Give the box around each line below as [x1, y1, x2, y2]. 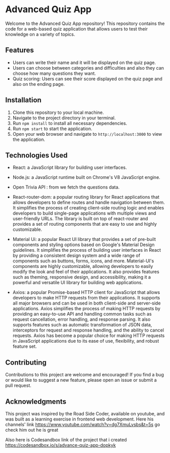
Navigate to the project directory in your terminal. [12, 114, 116, 120]
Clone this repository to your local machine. [12, 109, 104, 115]
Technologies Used [5, 151, 67, 160]
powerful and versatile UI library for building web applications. [12, 280, 143, 286]
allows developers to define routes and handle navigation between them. [12, 199, 165, 205]
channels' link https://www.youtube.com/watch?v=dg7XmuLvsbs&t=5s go [5, 421, 160, 428]
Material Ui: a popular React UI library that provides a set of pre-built [12, 236, 156, 243]
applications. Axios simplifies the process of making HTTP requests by [12, 306, 161, 312]
